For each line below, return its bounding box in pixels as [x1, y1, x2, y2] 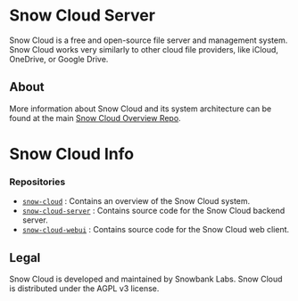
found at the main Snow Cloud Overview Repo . [9, 112, 181, 123]
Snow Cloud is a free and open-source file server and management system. [9, 35, 288, 45]
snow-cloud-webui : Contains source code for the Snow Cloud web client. [21, 224, 290, 235]
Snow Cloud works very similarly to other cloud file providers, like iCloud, [9, 44, 279, 54]
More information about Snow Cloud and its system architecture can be [9, 103, 272, 114]
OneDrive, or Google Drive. [9, 53, 109, 64]
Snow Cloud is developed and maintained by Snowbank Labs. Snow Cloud [9, 273, 283, 285]
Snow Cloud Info [9, 143, 135, 164]
